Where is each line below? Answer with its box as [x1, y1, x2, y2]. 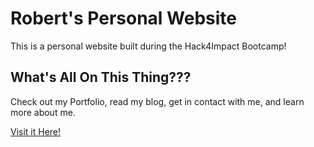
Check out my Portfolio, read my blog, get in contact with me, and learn [10, 95, 305, 107]
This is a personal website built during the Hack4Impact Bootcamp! [10, 40, 287, 52]
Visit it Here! [10, 125, 62, 137]
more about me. [10, 106, 76, 118]
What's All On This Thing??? [10, 69, 192, 86]
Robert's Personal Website [10, 7, 238, 30]
